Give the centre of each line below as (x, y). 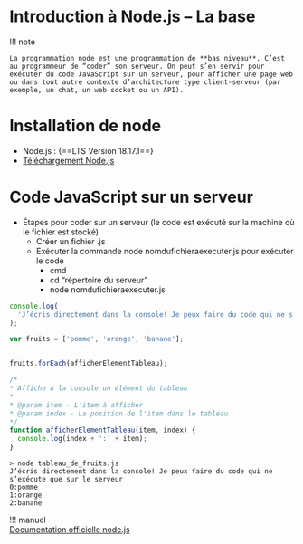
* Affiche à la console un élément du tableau (99, 388)
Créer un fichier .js (71, 241)
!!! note (23, 42)
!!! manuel (28, 520)
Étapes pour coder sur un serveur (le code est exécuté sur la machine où (159, 222)
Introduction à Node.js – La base (133, 17)
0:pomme (24, 487)
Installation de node (85, 126)
